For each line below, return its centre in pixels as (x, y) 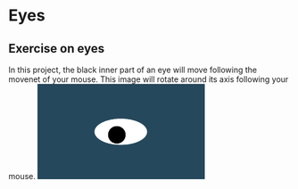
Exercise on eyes (56, 49)
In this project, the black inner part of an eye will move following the (133, 70)
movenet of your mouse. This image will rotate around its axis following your (149, 79)
